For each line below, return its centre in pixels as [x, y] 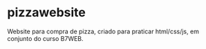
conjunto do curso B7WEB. [46, 38]
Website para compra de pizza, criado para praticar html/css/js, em [103, 31]
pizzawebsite [47, 13]
